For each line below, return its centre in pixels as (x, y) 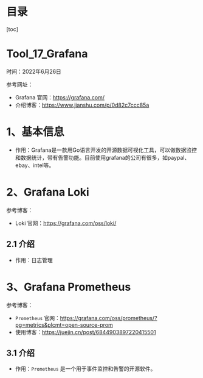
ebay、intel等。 (35, 165)
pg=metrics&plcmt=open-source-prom (64, 325)
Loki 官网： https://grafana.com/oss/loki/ (66, 223)
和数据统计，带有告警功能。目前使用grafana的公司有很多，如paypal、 (102, 157)
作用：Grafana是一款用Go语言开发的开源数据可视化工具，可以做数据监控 (106, 150)
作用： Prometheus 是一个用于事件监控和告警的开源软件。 (85, 369)
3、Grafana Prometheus (69, 287)
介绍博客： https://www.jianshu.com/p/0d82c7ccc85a (82, 105)
